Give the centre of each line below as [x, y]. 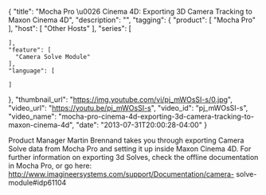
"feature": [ [30, 50]
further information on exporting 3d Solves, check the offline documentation [133, 157]
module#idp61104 [37, 183]
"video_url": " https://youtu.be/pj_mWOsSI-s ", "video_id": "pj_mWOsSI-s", [128, 108]
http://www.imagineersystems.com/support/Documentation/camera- [121, 174]
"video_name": [33, 116]
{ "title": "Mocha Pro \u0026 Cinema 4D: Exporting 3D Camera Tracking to [130, 12]
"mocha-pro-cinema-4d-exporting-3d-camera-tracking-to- [156, 116]
